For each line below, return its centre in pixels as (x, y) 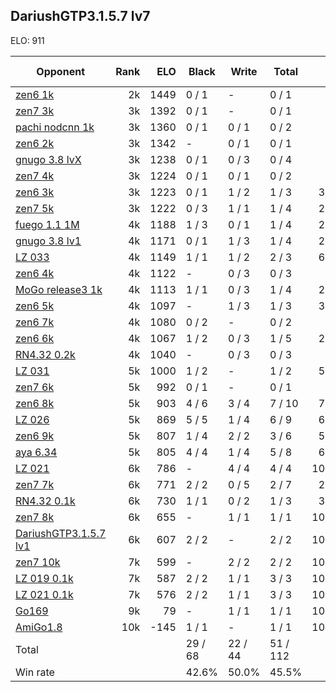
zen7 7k (35, 484)
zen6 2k (35, 143)
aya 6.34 (36, 452)
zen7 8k (35, 517)
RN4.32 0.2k (45, 354)
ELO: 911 (27, 40)
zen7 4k (35, 176)
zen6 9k (35, 436)
